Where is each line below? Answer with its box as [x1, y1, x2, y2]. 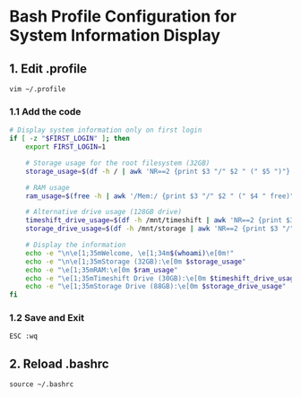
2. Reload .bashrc [9, 356, 109, 371]
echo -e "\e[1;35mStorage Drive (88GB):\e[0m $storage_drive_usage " [25, 282, 287, 291]
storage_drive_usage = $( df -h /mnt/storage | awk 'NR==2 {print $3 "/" [25, 224, 295, 234]
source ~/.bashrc [9, 380, 74, 389]
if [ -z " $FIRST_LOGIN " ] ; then [9, 134, 130, 143]
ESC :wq [9, 332, 39, 341]
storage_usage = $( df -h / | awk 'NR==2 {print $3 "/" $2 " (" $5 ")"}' [25, 167, 295, 176]
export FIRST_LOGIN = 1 [25, 142, 106, 151]
